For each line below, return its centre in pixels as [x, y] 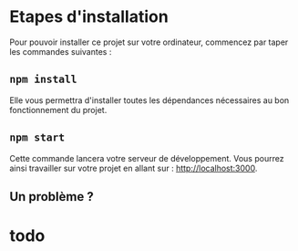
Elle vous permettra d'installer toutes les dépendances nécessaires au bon [149, 100]
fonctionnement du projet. [58, 110]
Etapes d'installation [89, 17]
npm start [37, 137]
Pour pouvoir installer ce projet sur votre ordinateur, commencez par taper [149, 42]
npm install [43, 79]
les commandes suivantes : [61, 51]
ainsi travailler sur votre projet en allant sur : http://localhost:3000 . [134, 168]
